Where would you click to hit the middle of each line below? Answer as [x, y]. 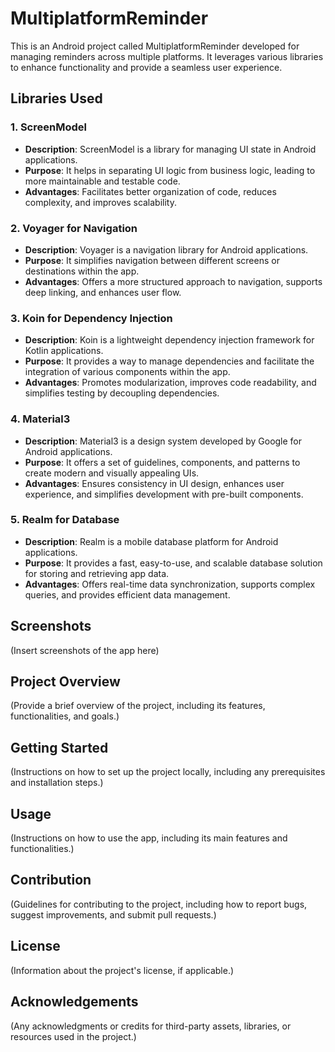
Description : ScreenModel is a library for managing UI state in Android [170, 149]
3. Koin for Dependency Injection [91, 318]
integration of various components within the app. [127, 372]
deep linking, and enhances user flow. [103, 292]
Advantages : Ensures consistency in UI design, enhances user [154, 483]
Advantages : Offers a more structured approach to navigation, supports [173, 281]
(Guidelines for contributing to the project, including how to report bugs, [159, 904]
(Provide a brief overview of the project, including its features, [138, 706]
